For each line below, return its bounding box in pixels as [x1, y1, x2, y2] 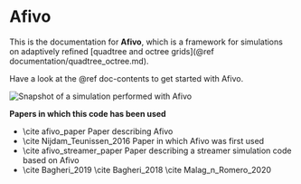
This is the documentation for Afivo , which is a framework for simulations [9, 36, 283, 47]
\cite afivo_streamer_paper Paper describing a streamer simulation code [22, 145, 292, 156]
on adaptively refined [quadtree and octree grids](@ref [9, 45, 214, 56]
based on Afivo [22, 154, 80, 165]
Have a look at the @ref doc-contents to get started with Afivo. [9, 73, 244, 83]
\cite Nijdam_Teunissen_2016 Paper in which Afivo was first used [22, 135, 265, 146]
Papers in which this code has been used [9, 108, 166, 119]
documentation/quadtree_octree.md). [9, 55, 149, 66]
